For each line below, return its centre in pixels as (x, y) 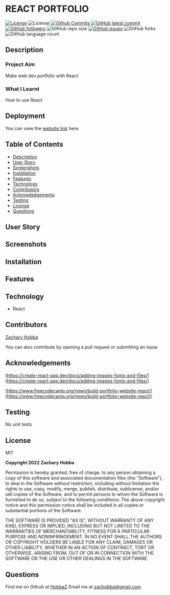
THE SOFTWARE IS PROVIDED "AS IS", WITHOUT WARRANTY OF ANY (80, 520)
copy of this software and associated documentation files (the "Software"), (84, 478)
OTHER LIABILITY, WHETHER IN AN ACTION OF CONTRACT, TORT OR (80, 548)
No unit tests (19, 424)
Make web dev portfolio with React (42, 76)
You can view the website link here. (43, 128)
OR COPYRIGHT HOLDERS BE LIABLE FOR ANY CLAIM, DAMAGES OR (79, 542)
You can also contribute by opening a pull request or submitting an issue (81, 347)
